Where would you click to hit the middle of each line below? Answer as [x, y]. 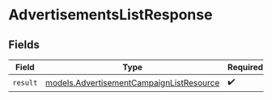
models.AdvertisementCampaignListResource [133, 82]
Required [246, 67]
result [25, 83]
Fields [24, 45]
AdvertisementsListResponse [110, 15]
